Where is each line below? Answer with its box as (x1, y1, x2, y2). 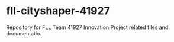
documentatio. (6, 30, 41, 37)
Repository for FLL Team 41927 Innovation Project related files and (6, 24, 169, 31)
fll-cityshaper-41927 (6, 4, 111, 18)
